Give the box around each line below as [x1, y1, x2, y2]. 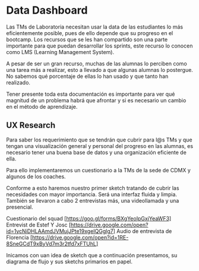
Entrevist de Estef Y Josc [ [6, 221, 71, 228]
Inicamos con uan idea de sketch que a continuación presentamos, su [6, 251, 178, 259]
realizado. [6, 78, 31, 86]
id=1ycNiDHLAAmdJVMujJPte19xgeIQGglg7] [6, 227, 116, 235]
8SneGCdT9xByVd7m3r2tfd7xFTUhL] [6, 240, 99, 247]
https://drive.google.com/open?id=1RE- [31, 234, 129, 241]
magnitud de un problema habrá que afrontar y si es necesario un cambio [6, 96, 187, 104]
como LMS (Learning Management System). [6, 48, 115, 55]
